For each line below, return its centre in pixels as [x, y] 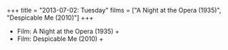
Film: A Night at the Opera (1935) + [68, 31]
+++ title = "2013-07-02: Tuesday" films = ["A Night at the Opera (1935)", [114, 10]
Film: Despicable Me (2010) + [60, 39]
